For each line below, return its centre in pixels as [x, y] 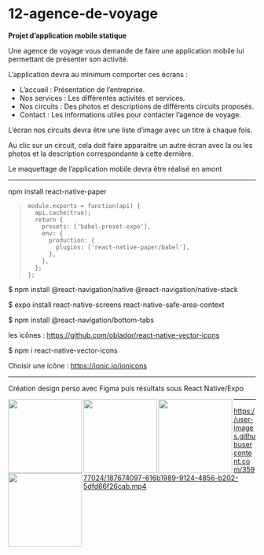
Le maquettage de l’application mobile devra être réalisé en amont [115, 168]
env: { [53, 233]
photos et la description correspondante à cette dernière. [101, 154]
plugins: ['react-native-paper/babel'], [123, 247]
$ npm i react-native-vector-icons [63, 350]
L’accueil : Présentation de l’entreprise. [82, 89]
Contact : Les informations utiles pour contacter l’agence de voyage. [130, 114]
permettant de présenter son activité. [68, 59]
